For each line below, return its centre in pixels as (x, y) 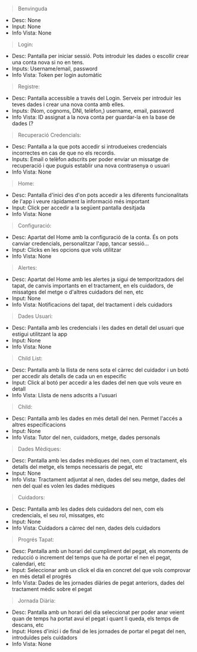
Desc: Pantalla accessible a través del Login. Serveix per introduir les (96, 98)
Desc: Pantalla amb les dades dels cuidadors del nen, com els (87, 509)
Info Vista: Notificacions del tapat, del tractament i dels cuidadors (92, 305)
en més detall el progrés (41, 576)
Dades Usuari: (35, 316)
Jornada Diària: (37, 601)
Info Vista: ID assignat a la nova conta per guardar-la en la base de (93, 117)
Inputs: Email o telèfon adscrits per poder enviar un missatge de (90, 159)
